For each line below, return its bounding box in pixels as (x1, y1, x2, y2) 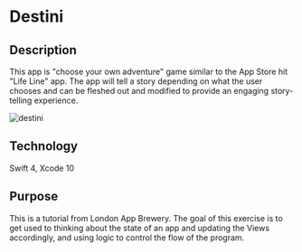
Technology (9, 138, 79, 154)
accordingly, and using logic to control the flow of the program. (9, 232, 245, 243)
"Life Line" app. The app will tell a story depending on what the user (9, 76, 263, 87)
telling (9, 95, 33, 106)
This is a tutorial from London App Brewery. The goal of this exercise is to (9, 212, 283, 223)
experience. (33, 95, 79, 106)
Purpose (9, 189, 59, 204)
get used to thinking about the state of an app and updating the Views (9, 222, 269, 233)
